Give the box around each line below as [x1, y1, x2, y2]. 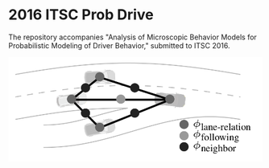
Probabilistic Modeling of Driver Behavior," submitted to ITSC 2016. [8, 40, 230, 50]
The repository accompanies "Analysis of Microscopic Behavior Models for [8, 32, 258, 42]
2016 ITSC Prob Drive [8, 6, 155, 24]
